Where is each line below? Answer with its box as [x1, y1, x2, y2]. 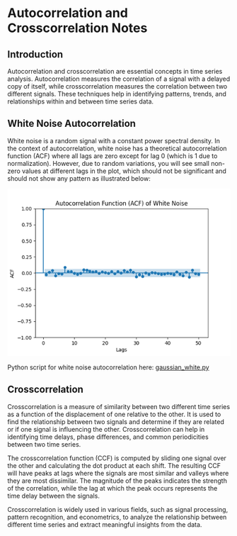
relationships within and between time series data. [7, 97, 154, 106]
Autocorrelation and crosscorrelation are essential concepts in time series [7, 67, 223, 75]
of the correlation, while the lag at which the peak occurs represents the [7, 484, 218, 492]
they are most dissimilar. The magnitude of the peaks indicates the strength [7, 476, 228, 485]
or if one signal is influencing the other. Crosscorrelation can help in [7, 425, 205, 433]
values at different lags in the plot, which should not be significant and [22, 167, 226, 175]
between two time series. [7, 440, 81, 448]
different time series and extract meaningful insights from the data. [7, 520, 202, 529]
